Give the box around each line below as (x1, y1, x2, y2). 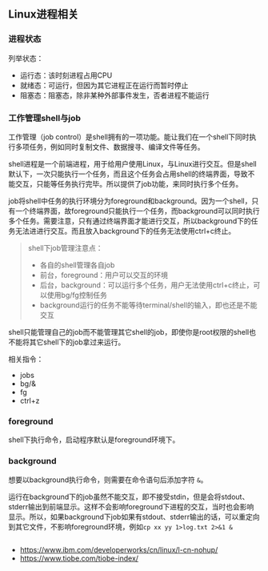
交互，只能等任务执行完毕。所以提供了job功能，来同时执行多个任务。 (14, 179, 243, 188)
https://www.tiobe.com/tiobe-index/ (19, 553, 138, 563)
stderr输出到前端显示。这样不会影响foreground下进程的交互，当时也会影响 (8, 501, 254, 511)
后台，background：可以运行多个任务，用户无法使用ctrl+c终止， (39, 279, 254, 290)
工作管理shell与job (8, 112, 82, 123)
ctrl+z (19, 396, 40, 405)
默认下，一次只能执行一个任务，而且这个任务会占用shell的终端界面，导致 (8, 169, 248, 179)
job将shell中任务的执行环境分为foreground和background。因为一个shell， (8, 195, 252, 206)
